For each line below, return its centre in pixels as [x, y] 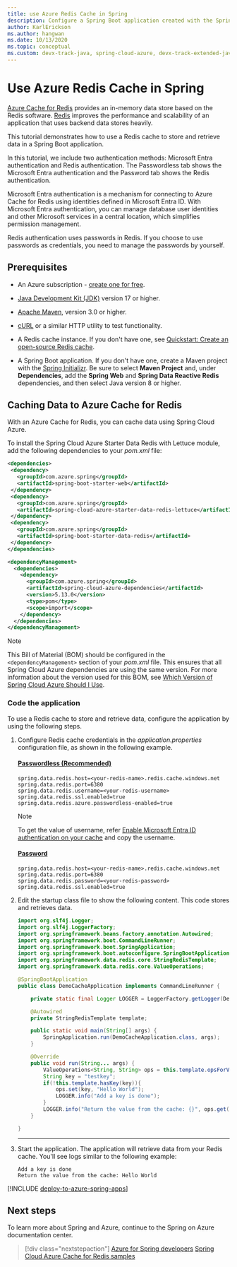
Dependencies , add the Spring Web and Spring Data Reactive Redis [118, 375]
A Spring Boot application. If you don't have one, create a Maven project [122, 360]
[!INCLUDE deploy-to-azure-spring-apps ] [68, 1189]
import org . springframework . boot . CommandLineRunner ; [97, 941]
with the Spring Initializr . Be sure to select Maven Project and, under [117, 367]
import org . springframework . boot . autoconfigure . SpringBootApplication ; [125, 954]
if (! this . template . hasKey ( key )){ [92, 1083]
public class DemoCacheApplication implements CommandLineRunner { [119, 986]
